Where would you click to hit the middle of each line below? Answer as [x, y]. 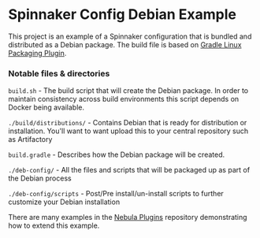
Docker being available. [46, 107]
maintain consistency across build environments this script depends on [124, 99]
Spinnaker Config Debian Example [122, 15]
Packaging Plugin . [37, 53]
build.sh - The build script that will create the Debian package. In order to [128, 91]
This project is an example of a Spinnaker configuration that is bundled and [130, 36]
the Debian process [40, 178]
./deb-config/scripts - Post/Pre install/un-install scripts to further [116, 194]
